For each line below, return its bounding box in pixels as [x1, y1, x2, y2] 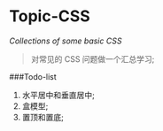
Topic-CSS [9, 6, 90, 27]
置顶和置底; [21, 112, 65, 122]
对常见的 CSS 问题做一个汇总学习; [30, 53, 155, 64]
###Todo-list [9, 71, 58, 81]
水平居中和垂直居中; [21, 89, 96, 100]
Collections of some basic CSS [9, 35, 122, 46]
